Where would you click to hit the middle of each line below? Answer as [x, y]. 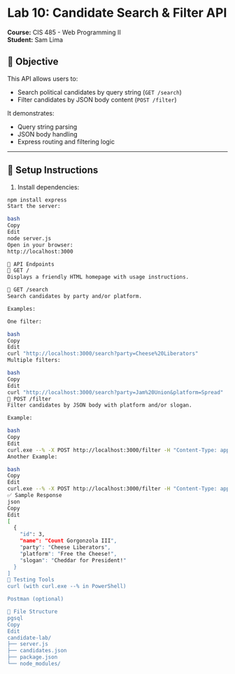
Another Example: [33, 456]
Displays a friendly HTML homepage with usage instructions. [98, 277]
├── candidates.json [37, 651]
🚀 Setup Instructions [53, 170]
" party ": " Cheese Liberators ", [65, 547]
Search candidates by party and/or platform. [74, 296]
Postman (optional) [36, 599]
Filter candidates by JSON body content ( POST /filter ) [97, 99]
